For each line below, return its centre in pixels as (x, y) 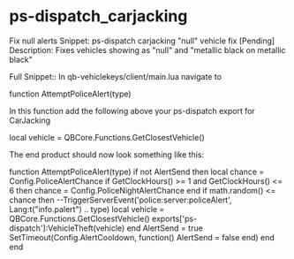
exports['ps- (174, 218)
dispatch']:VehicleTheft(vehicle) (67, 228)
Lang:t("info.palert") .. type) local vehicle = (87, 209)
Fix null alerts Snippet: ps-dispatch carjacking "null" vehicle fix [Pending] (142, 41)
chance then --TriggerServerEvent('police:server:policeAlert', (121, 200)
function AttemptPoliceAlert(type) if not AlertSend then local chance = (137, 171)
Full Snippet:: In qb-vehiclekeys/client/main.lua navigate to (116, 76)
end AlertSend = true (165, 228)
